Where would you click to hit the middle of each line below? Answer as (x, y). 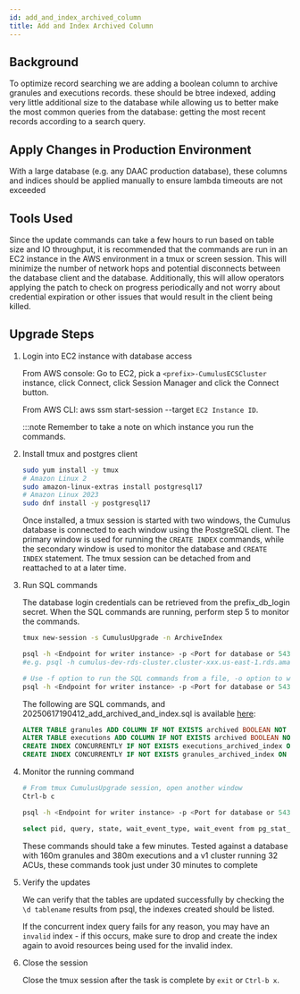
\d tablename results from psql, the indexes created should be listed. (148, 909)
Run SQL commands (60, 585)
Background (44, 62)
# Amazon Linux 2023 (60, 495)
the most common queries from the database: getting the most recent (137, 112)
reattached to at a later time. (74, 568)
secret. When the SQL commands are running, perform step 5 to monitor (156, 612)
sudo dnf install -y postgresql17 (86, 503)
